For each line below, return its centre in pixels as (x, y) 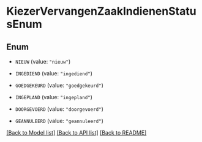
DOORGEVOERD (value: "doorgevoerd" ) (59, 109)
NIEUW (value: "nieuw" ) (43, 62)
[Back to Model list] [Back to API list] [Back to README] (77, 133)
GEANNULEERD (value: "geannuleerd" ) (59, 121)
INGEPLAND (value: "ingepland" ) (54, 97)
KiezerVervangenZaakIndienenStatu (102, 11)
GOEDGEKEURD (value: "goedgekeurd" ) (59, 85)
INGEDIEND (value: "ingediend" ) (54, 73)
